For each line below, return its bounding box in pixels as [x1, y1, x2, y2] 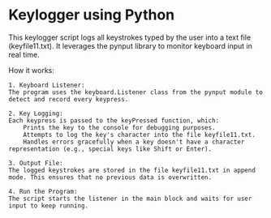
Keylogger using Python [8, 6, 175, 24]
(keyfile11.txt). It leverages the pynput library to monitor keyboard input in [8, 41, 253, 50]
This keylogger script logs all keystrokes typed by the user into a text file [8, 32, 252, 42]
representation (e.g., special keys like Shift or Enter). [8, 144, 213, 153]
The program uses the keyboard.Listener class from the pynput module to [8, 88, 264, 96]
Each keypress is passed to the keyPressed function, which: [8, 116, 220, 125]
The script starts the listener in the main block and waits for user [8, 194, 252, 203]
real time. [8, 49, 40, 59]
